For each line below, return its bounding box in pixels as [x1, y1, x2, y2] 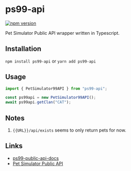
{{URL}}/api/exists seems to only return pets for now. [12, 127, 126, 133]
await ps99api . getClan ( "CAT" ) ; [5, 100, 71, 105]
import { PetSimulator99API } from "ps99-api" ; [5, 86, 108, 91]
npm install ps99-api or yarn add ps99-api [5, 58, 96, 64]
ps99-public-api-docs [12, 155, 59, 161]
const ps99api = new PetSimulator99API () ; [5, 95, 96, 100]
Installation [5, 44, 41, 53]
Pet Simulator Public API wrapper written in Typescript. [5, 30, 120, 36]
